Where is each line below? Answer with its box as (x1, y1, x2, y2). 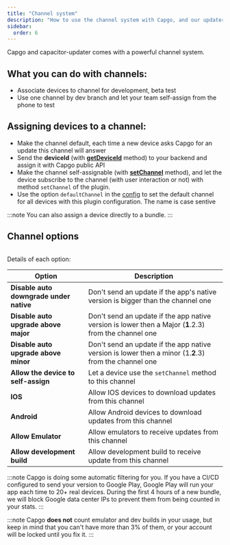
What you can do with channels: (7, 68, 147, 80)
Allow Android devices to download (88, 407, 202, 416)
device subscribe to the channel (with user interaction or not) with (16, 175, 203, 183)
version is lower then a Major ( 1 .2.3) (88, 320, 205, 329)
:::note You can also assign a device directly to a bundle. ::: (7, 210, 173, 219)
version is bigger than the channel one (88, 296, 212, 305)
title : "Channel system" (7, 10, 78, 17)
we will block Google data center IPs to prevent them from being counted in (7, 495, 220, 503)
